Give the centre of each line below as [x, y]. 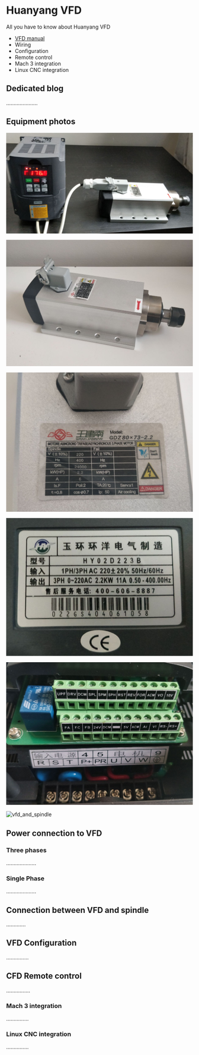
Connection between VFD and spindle [78, 910]
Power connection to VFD [54, 833]
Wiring [23, 45]
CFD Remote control [44, 976]
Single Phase [25, 878]
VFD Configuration [41, 943]
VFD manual [30, 38]
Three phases [26, 850]
